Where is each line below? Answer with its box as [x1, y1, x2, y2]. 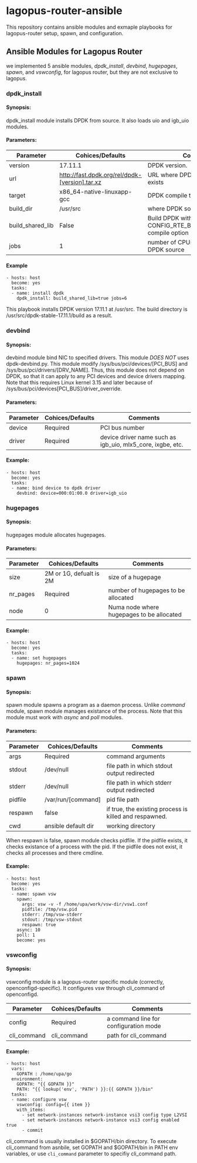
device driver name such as [100, 433, 176, 441]
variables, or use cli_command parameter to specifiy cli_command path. [6, 1150, 177, 1157]
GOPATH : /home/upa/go [16, 1071, 72, 1077]
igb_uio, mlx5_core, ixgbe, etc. [100, 440, 184, 448]
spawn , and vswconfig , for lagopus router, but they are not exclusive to [6, 69, 178, 76]
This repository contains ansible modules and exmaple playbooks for [6, 23, 173, 30]
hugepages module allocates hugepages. [6, 531, 106, 538]
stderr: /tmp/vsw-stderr [21, 912, 83, 917]
